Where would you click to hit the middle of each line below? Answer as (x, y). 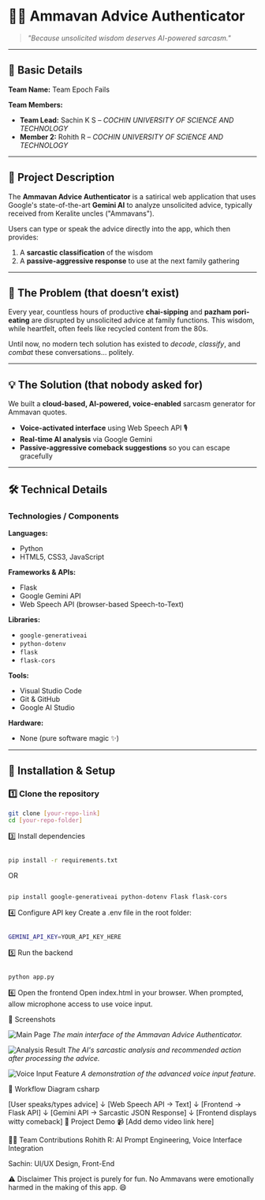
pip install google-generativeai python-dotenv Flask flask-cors (118, 897)
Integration (26, 1148)
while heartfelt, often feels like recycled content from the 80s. (108, 329)
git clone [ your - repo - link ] (54, 813)
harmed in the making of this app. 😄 (67, 1187)
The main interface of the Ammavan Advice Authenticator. (147, 1034)
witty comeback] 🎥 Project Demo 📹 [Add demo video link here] (111, 1121)
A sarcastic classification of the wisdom (86, 252)
